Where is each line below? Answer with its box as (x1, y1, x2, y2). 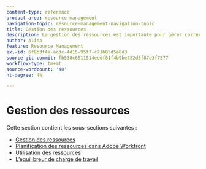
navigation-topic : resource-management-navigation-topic (6, 20, 155, 26)
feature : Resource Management (6, 44, 84, 50)
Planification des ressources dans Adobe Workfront (15, 143, 146, 150)
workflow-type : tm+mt (6, 60, 62, 66)
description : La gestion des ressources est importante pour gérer (6, 32, 183, 38)
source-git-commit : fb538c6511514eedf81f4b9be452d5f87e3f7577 (6, 55, 169, 61)
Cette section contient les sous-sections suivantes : (6, 124, 137, 132)
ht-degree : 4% (6, 72, 43, 78)
